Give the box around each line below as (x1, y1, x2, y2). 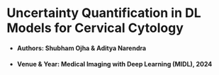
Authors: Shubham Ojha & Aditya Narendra (16, 44, 147, 52)
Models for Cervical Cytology (6, 20, 184, 36)
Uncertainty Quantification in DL (6, 5, 201, 21)
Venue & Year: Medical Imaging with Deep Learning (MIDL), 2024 (16, 60, 213, 69)
